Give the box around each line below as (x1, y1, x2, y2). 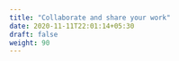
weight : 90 (9, 38, 50, 48)
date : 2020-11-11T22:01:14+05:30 (9, 22, 135, 30)
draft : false (9, 30, 58, 39)
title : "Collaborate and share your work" (9, 13, 171, 22)
